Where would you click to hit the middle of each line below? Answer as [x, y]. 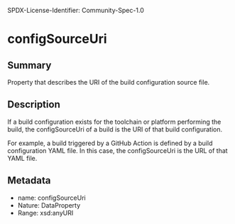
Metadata [29, 181]
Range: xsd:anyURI [45, 213]
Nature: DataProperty [49, 205]
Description [34, 105]
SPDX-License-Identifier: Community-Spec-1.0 [76, 10]
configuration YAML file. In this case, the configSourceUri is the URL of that [118, 150]
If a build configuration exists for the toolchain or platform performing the [114, 122]
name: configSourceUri [52, 198]
